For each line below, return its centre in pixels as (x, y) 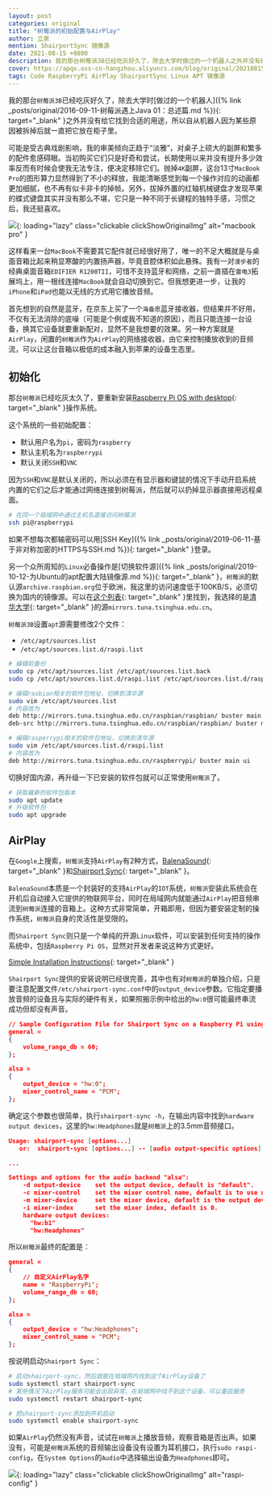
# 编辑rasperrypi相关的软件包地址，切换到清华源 (81, 738)
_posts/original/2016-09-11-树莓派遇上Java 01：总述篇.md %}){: (115, 110)
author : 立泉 (29, 38)
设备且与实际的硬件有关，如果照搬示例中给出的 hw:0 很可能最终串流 (146, 999)
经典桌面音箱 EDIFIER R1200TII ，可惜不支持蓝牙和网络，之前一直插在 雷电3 (130, 271)
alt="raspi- (226, 1475)
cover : (19, 69)
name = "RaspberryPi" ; (61, 1285)
